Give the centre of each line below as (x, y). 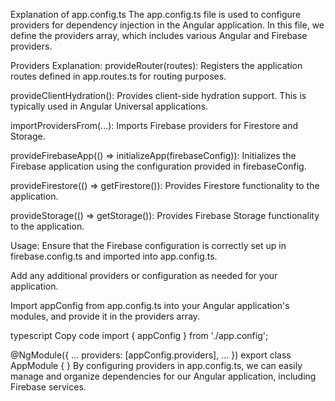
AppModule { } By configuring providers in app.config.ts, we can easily (156, 365)
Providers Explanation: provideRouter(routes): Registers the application (156, 65)
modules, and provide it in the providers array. (105, 316)
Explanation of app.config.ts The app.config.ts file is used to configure (156, 14)
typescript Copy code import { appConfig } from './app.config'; (139, 335)
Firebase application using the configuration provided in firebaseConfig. (158, 166)
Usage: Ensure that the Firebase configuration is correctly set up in (148, 245)
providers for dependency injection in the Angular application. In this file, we (167, 25)
